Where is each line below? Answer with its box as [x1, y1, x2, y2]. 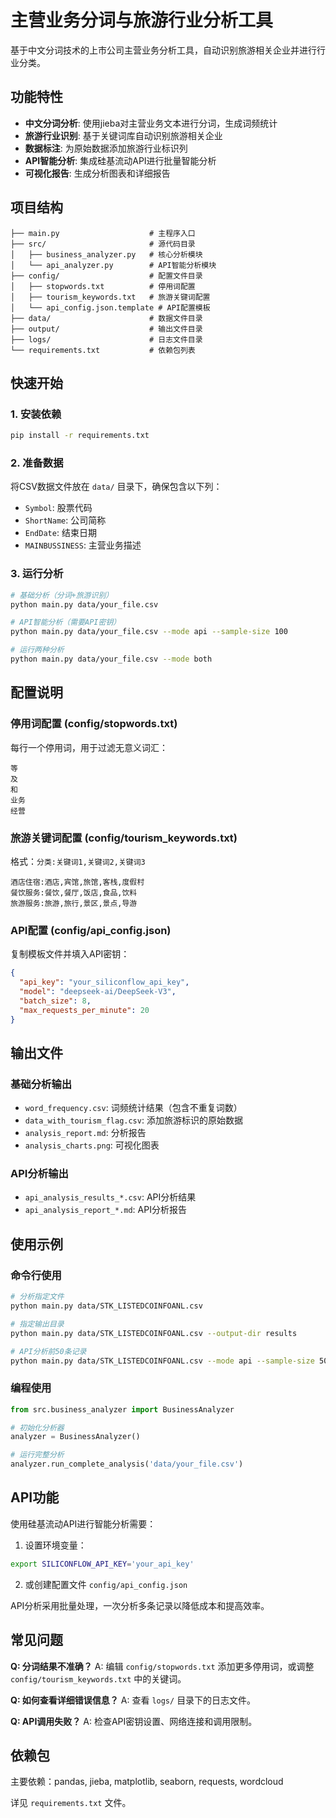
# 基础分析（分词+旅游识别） [10, 590, 114, 600]
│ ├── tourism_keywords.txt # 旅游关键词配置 [10, 292, 211, 302]
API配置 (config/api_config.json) [10, 923, 172, 937]
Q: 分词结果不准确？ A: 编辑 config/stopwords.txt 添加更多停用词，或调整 [10, 1660, 315, 1672]
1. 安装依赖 [10, 407, 62, 421]
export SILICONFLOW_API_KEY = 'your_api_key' [10, 1559, 195, 1569]
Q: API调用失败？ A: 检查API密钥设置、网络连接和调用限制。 [10, 1715, 258, 1727]
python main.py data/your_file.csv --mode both [10, 654, 213, 665]
